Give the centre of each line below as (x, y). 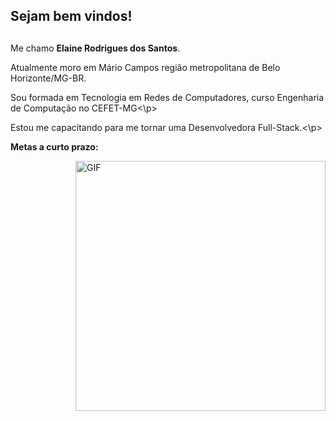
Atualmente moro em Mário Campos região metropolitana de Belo (145, 67)
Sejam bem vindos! (71, 16)
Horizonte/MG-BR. (48, 78)
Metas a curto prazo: (54, 146)
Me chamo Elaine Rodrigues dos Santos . (95, 48)
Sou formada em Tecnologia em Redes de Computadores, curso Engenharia (167, 97)
